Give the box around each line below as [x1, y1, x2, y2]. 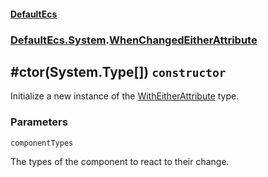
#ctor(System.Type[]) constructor [10, 63, 227, 80]
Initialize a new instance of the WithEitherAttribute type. [10, 90, 240, 102]
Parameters [10, 115, 68, 129]
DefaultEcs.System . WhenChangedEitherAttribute [10, 33, 258, 47]
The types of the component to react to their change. [10, 155, 230, 167]
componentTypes [10, 138, 74, 148]
